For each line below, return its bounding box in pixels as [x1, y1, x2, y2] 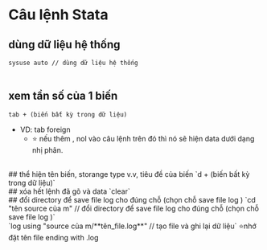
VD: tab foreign [19, 125, 71, 134]
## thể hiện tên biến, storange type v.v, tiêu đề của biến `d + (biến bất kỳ [8, 169, 250, 178]
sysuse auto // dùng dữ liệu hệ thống [8, 59, 138, 67]
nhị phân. [31, 145, 64, 154]
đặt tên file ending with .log [8, 232, 99, 242]
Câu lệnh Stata [8, 6, 109, 24]
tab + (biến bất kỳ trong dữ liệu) [8, 110, 128, 118]
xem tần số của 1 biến [8, 89, 118, 103]
